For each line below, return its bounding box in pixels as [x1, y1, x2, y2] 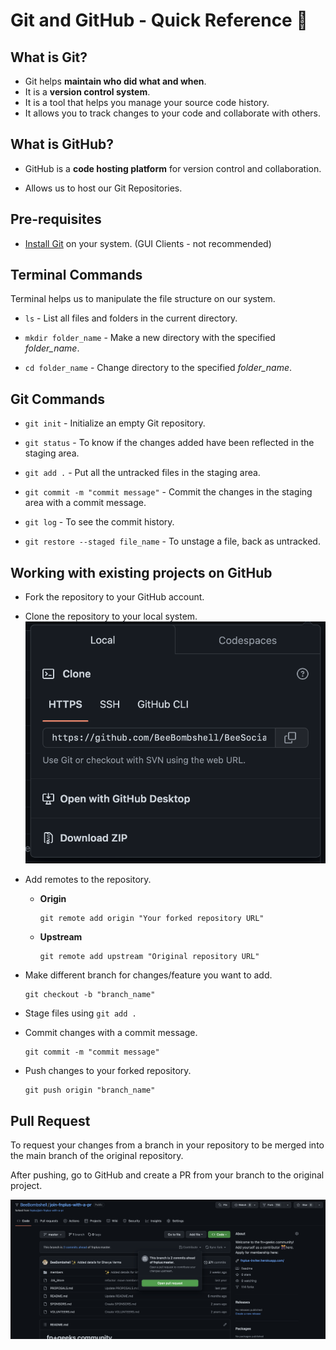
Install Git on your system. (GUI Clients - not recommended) [24, 237, 272, 249]
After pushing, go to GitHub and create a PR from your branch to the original [10, 1169, 325, 1181]
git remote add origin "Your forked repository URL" [39, 914, 265, 924]
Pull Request [10, 1112, 91, 1129]
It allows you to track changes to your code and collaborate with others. [24, 107, 322, 119]
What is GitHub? [10, 136, 115, 153]
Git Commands [10, 390, 106, 408]
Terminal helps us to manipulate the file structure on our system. [10, 293, 276, 305]
